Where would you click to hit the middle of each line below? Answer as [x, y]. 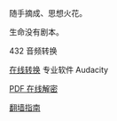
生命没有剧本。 [36, 32]
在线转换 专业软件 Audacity [59, 70]
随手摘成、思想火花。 [48, 13]
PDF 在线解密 [34, 89]
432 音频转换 [33, 51]
